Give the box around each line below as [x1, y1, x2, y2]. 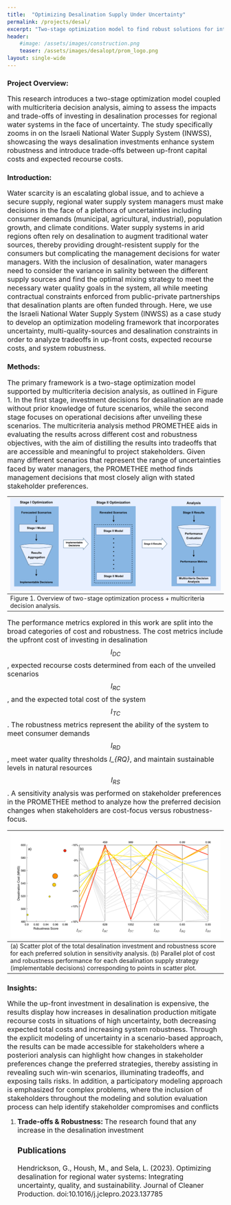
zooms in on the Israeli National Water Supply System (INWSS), [7, 128, 212, 138]
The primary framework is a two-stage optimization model [7, 378, 196, 387]
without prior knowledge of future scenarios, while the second [7, 403, 209, 413]
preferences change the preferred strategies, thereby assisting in [7, 1059, 219, 1069]
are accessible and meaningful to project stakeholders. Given [7, 447, 206, 456]
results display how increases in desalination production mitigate [7, 1007, 217, 1017]
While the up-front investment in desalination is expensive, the [7, 999, 210, 1009]
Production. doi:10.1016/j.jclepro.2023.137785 [16, 1189, 163, 1199]
